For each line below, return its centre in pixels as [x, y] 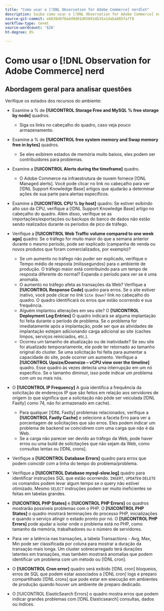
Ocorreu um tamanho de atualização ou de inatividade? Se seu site [87, 342]
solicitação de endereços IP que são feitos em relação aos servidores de [85, 393]
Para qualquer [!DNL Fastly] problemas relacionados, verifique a [84, 412]
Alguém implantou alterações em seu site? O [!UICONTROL [79, 310]
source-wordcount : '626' [30, 28]
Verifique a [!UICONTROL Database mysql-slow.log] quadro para [79, 473]
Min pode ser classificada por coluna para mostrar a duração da [77, 544]
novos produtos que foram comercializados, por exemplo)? [72, 249]
